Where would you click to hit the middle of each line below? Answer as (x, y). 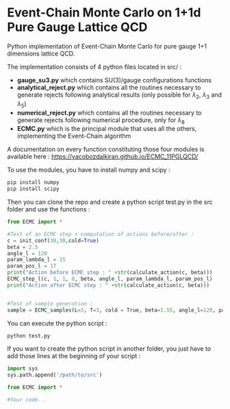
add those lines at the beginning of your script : (74, 356)
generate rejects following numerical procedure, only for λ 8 (101, 120)
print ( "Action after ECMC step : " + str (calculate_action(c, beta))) (108, 285)
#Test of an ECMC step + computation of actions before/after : (101, 234)
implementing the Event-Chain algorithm (74, 136)
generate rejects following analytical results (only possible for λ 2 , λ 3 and (119, 95)
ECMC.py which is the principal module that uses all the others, (107, 129)
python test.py (29, 336)
